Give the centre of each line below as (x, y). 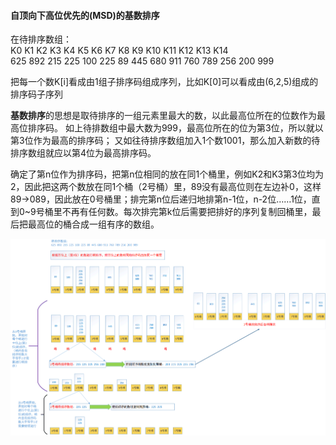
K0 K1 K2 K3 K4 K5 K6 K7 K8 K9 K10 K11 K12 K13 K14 (119, 51)
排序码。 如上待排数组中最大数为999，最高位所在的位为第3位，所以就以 (175, 128)
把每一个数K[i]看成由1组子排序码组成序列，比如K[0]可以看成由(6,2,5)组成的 (164, 82)
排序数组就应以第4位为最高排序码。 (83, 153)
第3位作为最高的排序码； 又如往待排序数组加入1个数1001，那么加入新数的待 (165, 141)
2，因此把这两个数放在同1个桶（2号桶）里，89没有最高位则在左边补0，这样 (166, 187)
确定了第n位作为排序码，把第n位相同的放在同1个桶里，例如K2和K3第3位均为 (167, 174)
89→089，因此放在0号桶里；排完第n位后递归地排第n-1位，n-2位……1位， (161, 199)
